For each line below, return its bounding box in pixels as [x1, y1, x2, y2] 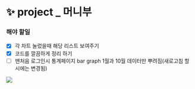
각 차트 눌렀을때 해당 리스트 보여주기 [14, 42, 99, 50]
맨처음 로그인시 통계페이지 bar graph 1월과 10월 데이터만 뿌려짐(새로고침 [14, 57, 183, 64]
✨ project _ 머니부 [6, 5, 92, 19]
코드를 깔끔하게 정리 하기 [14, 50, 73, 57]
